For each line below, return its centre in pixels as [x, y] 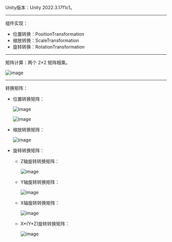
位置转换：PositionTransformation [48, 34]
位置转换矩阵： [28, 99]
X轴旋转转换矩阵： [40, 203]
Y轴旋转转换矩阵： [40, 182]
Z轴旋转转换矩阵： [40, 161]
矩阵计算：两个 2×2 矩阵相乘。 [38, 62]
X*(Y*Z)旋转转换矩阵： [45, 224]
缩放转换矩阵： [28, 130]
